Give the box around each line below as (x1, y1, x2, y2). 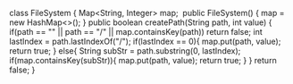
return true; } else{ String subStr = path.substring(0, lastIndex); (9, 46, 241, 56)
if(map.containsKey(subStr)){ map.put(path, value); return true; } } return (9, 55, 277, 65)
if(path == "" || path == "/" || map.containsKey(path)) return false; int (9, 27, 264, 37)
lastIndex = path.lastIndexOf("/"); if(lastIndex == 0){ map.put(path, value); (9, 36, 281, 46)
